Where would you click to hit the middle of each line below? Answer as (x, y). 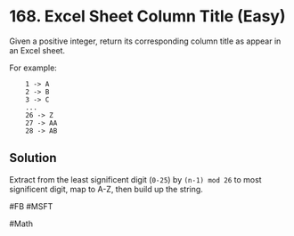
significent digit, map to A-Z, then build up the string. (106, 189)
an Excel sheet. (37, 50)
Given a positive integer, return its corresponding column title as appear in (145, 41)
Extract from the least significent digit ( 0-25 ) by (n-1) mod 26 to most (135, 179)
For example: (33, 68)
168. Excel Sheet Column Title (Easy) (148, 16)
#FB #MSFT (31, 206)
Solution (33, 158)
